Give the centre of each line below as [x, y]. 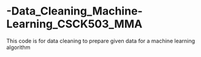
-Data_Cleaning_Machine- [74, 11]
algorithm [18, 47]
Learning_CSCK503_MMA [74, 24]
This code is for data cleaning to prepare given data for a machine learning [101, 41]
